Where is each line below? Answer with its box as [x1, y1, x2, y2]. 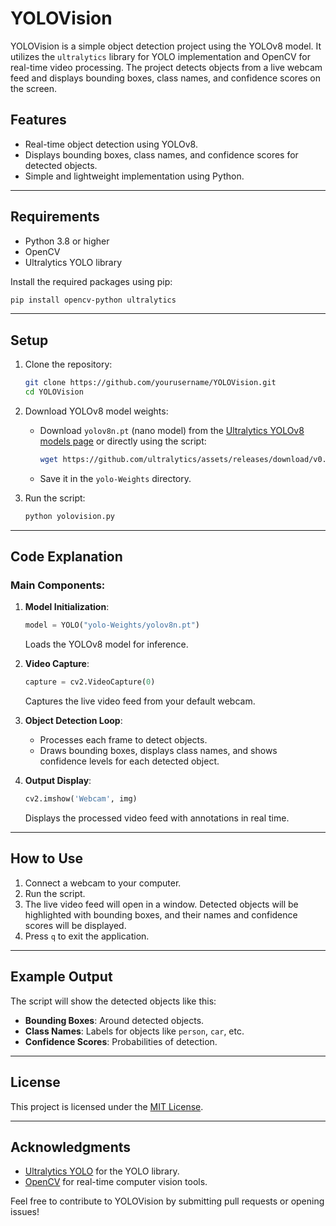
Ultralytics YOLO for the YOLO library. [24, 1165, 180, 1177]
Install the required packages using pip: [10, 275, 173, 287]
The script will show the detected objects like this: [10, 995, 217, 1007]
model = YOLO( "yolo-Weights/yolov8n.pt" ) [24, 620, 201, 631]
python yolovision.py [24, 511, 115, 521]
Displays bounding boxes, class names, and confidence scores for [24, 148, 299, 161]
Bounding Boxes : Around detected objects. [24, 1014, 205, 1026]
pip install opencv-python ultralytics [10, 295, 177, 305]
